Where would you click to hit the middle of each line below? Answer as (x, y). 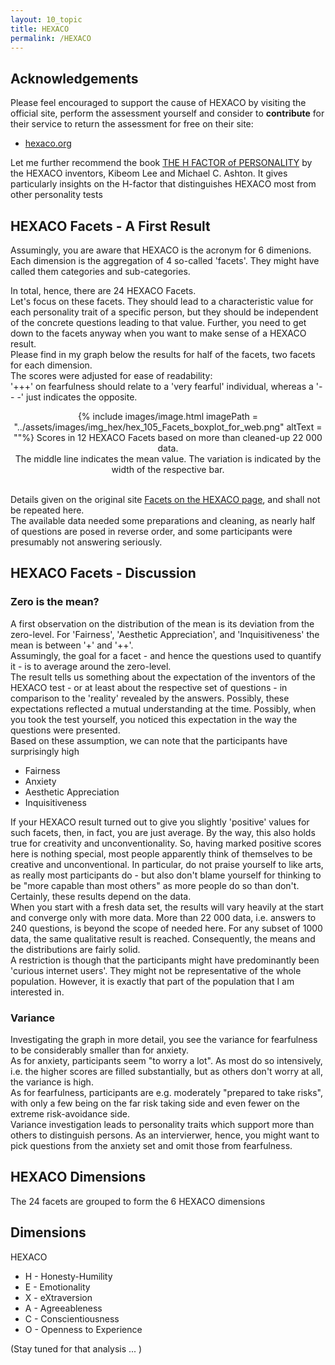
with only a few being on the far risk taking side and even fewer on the (155, 1103)
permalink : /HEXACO (51, 38)
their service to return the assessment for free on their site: (132, 124)
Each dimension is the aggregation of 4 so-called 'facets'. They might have (165, 260)
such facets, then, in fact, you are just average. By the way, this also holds (163, 832)
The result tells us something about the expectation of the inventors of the (163, 677)
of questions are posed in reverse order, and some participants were (151, 531)
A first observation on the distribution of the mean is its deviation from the (162, 623)
